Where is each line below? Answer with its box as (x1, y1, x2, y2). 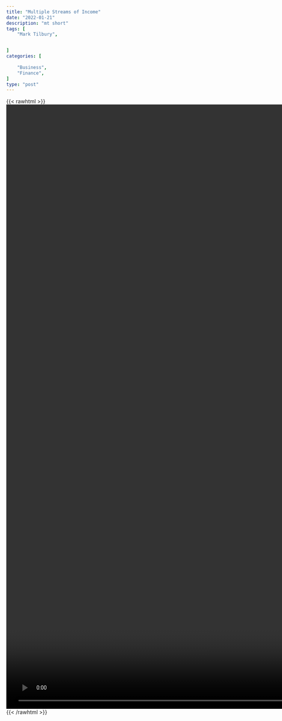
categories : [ (6, 53, 42, 59)
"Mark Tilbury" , (17, 31, 58, 37)
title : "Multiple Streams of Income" (6, 8, 101, 15)
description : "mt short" (6, 20, 69, 26)
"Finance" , (17, 70, 45, 76)
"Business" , (17, 64, 47, 70)
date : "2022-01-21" (6, 15, 55, 21)
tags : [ (6, 25, 26, 32)
